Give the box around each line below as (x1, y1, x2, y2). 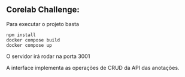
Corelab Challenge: (6, 5, 80, 15)
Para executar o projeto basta (6, 20, 80, 27)
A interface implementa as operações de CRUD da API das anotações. (6, 64, 180, 71)
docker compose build (6, 37, 60, 43)
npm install (6, 32, 36, 38)
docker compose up (6, 42, 52, 48)
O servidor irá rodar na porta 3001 (6, 53, 90, 60)
